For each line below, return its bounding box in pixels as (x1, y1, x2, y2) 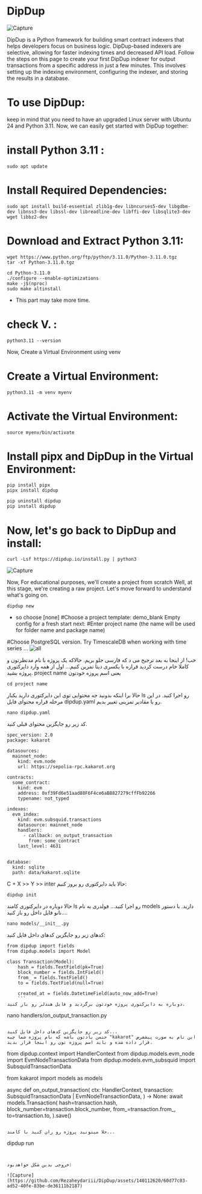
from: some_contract (28, 838, 80, 844)
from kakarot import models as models (7, 1075, 103, 1082)
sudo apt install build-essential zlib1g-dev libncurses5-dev (7, 203, 166, 209)
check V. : (7, 318, 57, 331)
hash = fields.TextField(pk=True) (17, 964, 104, 970)
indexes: (7, 806, 29, 812)
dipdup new (7, 603, 34, 609)
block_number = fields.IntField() (17, 970, 104, 976)
